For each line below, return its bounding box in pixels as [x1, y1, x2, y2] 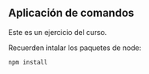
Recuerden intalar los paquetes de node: [8, 43, 142, 53]
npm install [8, 58, 48, 66]
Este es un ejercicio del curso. [8, 27, 108, 37]
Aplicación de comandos [8, 6, 135, 20]
